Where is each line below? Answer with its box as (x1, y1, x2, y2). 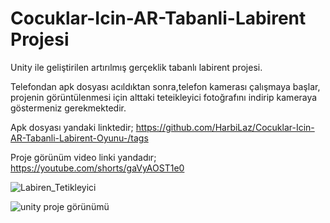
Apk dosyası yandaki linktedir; (10, 121, 134, 133)
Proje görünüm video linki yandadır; (10, 151, 157, 163)
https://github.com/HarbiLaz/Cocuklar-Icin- (135, 121, 315, 133)
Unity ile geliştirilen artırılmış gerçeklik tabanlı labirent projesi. (10, 61, 263, 73)
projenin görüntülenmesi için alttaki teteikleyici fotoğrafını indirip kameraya (10, 91, 318, 103)
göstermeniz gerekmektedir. (10, 102, 127, 114)
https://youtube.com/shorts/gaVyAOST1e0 (10, 162, 185, 174)
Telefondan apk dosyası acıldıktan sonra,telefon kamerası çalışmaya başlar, (10, 80, 321, 92)
